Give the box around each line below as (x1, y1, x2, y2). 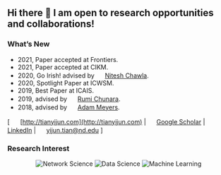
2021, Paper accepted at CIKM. (17, 63, 109, 71)
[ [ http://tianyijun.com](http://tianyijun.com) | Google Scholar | (7, 117, 205, 126)
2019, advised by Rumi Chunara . (17, 95, 121, 103)
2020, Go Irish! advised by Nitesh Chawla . (17, 71, 150, 80)
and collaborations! (7, 18, 95, 30)
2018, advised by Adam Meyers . (17, 103, 120, 111)
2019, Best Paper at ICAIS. (17, 86, 94, 95)
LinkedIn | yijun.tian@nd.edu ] (7, 126, 103, 134)
